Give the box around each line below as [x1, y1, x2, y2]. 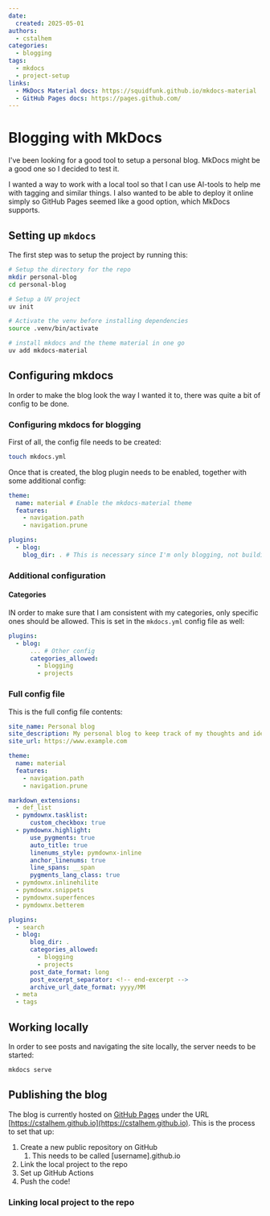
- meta [15, 991, 38, 999]
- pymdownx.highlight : [15, 826, 92, 834]
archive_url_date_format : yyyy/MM [29, 983, 146, 991]
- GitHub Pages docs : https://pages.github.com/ [15, 94, 182, 102]
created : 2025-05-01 [15, 19, 84, 27]
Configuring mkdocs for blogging [8, 419, 141, 430]
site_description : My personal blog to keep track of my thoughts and [8, 730, 250, 738]
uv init [8, 303, 35, 311]
